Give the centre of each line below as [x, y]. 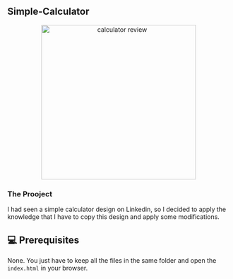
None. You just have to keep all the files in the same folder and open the [112, 260]
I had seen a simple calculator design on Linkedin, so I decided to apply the [117, 209]
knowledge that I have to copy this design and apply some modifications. [114, 217]
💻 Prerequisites [43, 240]
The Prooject [30, 194]
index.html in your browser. [48, 268]
